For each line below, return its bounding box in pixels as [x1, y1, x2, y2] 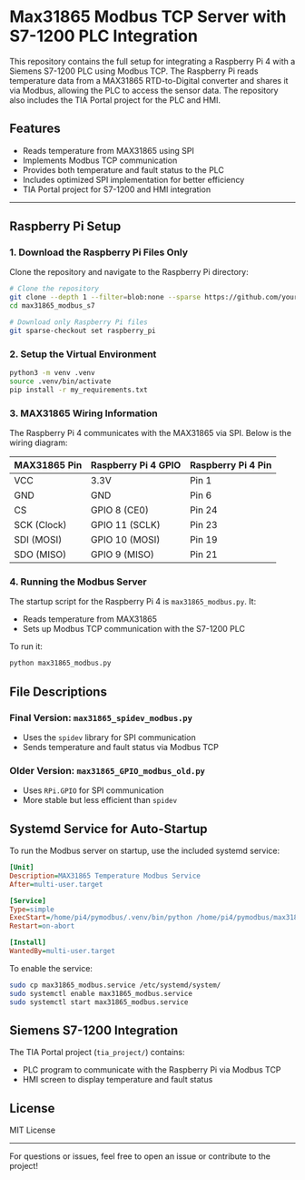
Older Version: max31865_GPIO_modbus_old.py [9, 764, 206, 777]
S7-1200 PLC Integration [9, 25, 198, 46]
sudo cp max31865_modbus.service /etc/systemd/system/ [9, 981, 221, 990]
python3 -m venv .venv [9, 369, 95, 378]
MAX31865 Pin [14, 459, 83, 472]
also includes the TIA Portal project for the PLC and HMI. [9, 94, 221, 106]
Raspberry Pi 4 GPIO [90, 459, 182, 472]
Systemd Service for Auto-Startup [9, 821, 208, 837]
